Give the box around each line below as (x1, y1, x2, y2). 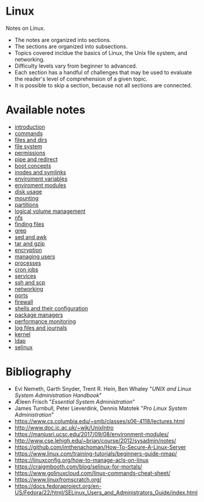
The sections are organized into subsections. (14, 43, 128, 50)
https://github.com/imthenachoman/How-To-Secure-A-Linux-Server (14, 443, 186, 451)
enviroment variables (14, 175, 68, 182)
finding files (14, 220, 44, 228)
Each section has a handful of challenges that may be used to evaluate (14, 68, 192, 76)
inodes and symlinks (14, 168, 66, 176)
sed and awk (14, 233, 47, 240)
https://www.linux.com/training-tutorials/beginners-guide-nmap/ (14, 450, 177, 457)
